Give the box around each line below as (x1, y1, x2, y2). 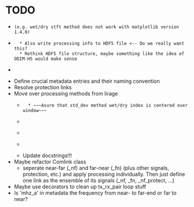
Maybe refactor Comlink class (13, 158, 86, 165)
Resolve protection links (13, 83, 72, 91)
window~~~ (22, 107, 47, 113)
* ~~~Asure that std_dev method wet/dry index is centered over (27, 102, 188, 108)
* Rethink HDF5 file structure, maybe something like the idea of (19, 50, 185, 56)
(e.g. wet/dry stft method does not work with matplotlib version (13, 24, 179, 30)
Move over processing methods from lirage (13, 90, 118, 97)
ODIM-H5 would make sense (13, 56, 77, 62)
